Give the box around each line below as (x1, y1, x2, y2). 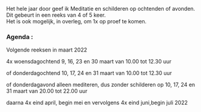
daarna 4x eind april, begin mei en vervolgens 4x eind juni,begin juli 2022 (6, 99, 188, 107)
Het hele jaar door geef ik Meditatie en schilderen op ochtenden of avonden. (6, 5, 196, 12)
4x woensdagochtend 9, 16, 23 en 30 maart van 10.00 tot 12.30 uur (6, 58, 172, 65)
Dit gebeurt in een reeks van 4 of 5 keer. (6, 11, 106, 19)
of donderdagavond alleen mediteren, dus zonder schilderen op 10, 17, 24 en (6, 81, 196, 89)
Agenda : (6, 32, 34, 41)
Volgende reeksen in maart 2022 (6, 46, 88, 53)
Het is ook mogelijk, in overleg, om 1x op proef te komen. (6, 18, 147, 25)
